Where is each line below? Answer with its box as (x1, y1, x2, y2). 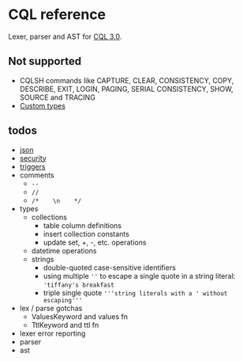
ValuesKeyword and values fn (31, 311, 129, 321)
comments (19, 170, 54, 180)
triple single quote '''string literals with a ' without (43, 287, 228, 298)
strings (31, 254, 54, 264)
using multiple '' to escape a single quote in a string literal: (43, 271, 236, 280)
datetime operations (31, 245, 97, 255)
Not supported (8, 55, 81, 68)
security (19, 153, 47, 163)
